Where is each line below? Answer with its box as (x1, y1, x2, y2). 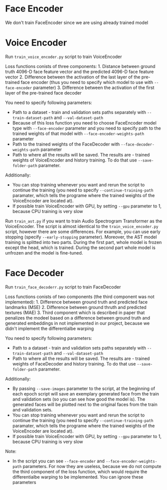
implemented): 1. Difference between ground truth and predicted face (5, 298, 148, 305)
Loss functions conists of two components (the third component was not (5, 293, 155, 299)
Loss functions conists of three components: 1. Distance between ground (5, 63, 156, 69)
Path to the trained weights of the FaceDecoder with (12, 141, 120, 147)
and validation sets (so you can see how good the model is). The (12, 396, 146, 402)
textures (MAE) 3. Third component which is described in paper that (5, 309, 145, 315)
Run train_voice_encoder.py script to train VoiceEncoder (5, 53, 122, 59)
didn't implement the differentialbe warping (5, 325, 94, 331)
